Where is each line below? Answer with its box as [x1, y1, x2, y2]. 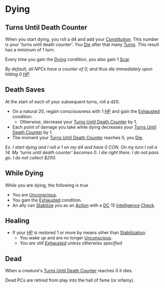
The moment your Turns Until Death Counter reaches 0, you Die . [12, 135, 144, 141]
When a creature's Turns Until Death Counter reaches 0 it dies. [5, 268, 133, 274]
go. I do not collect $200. [5, 154, 57, 160]
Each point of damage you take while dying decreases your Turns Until [12, 124, 157, 130]
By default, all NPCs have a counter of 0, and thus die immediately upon [5, 66, 153, 72]
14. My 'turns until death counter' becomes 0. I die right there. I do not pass [5, 149, 159, 155]
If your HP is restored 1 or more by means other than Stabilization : [12, 230, 147, 236]
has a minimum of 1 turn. [5, 47, 55, 52]
